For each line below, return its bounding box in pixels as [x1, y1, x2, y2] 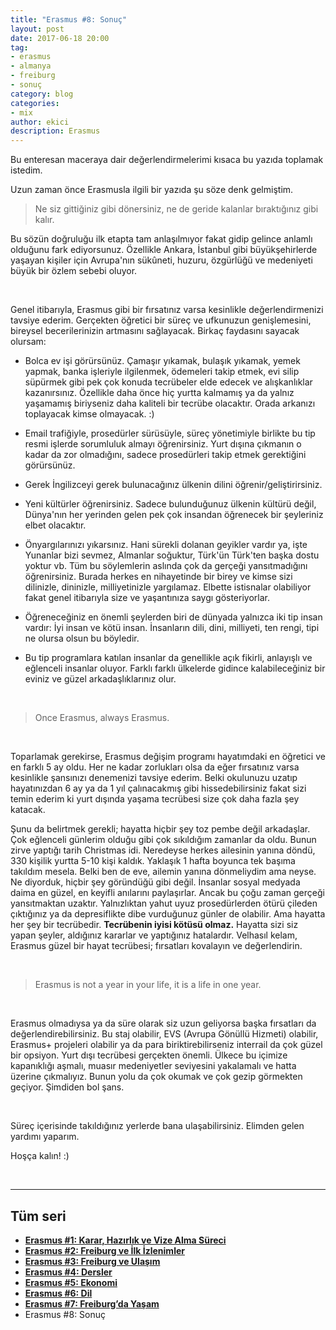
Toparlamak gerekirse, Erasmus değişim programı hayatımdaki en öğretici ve [10, 751, 326, 763]
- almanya [10, 61, 52, 71]
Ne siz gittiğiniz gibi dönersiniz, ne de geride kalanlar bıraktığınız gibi [34, 203, 319, 215]
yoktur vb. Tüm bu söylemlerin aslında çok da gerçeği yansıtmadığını [24, 560, 308, 572]
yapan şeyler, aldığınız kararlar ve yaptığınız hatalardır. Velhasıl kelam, [10, 929, 298, 941]
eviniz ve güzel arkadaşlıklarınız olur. [24, 673, 177, 685]
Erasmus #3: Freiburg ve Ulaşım [24, 1255, 161, 1267]
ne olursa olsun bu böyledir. [24, 632, 140, 645]
